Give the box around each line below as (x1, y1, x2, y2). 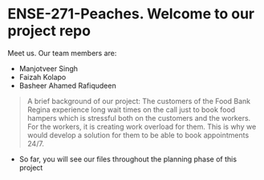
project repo (7, 22, 91, 40)
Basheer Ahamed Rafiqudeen (18, 81, 117, 90)
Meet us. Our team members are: (7, 48, 117, 58)
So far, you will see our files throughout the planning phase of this (18, 154, 238, 164)
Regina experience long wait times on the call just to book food (26, 105, 236, 114)
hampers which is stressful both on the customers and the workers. (26, 113, 251, 122)
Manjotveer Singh (18, 63, 78, 73)
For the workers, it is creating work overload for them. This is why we (26, 122, 257, 131)
